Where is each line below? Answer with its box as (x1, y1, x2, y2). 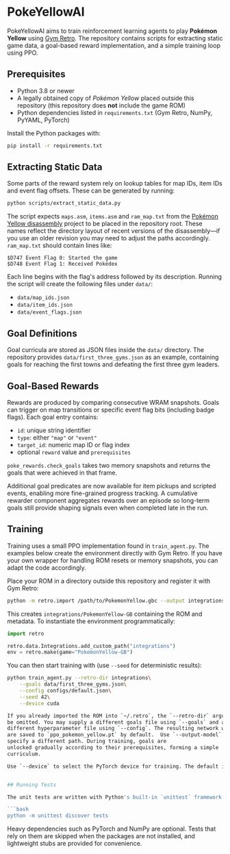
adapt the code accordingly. (7, 563, 87, 572)
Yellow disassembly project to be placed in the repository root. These (7, 220, 203, 228)
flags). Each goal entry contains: (7, 412, 99, 421)
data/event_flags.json (16, 309, 82, 316)
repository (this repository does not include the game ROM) (16, 101, 186, 110)
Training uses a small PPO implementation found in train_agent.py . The (7, 542, 210, 550)
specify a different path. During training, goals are (7, 738, 167, 745)
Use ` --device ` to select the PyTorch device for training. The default (7, 763, 219, 770)
